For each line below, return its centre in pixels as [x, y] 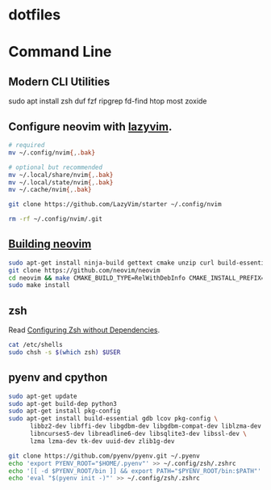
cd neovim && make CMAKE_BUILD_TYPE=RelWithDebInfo [97, 278]
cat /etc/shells [35, 345]
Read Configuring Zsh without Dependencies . [84, 330]
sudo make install [39, 285]
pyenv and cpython [58, 378]
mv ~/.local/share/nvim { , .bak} [61, 175]
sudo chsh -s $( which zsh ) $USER [65, 353]
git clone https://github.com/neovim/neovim [84, 270]
